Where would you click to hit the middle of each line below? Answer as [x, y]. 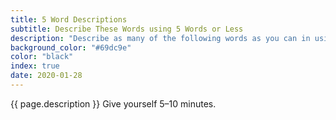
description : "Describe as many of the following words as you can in [160, 38]
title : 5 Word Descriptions [69, 19]
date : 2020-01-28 [46, 76]
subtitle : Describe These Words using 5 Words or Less [127, 29]
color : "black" [42, 57]
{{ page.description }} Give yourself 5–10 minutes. [113, 103]
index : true [35, 66]
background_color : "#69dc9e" [71, 47]
